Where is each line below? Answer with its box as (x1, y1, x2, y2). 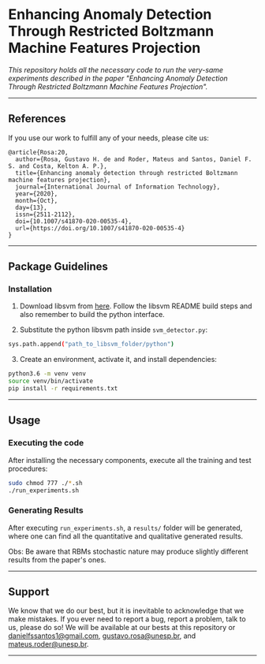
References (8, 112, 66, 125)
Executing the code (8, 438, 84, 449)
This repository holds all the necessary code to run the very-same (8, 65, 223, 74)
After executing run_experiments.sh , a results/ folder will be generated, (8, 523, 243, 532)
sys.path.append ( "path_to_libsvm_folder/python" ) (8, 341, 175, 349)
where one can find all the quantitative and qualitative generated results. (8, 531, 244, 541)
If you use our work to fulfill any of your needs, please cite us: (8, 132, 209, 143)
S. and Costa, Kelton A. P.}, (8, 162, 108, 170)
